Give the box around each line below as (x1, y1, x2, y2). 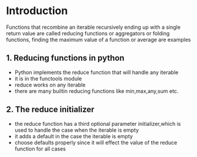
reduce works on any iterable (14, 81, 86, 88)
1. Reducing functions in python (6, 53, 125, 63)
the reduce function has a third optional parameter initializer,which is (14, 120, 181, 127)
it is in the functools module (14, 75, 82, 82)
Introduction (6, 4, 68, 18)
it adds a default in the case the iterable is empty (14, 132, 133, 139)
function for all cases (14, 145, 66, 152)
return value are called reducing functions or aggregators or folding (6, 29, 170, 36)
